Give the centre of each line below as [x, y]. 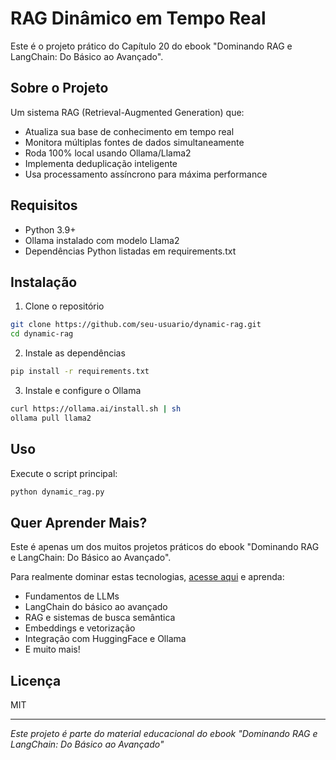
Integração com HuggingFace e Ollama [105, 639]
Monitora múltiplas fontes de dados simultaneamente [134, 142]
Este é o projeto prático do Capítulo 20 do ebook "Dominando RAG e [151, 46]
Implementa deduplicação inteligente [101, 163]
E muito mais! [52, 649]
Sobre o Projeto [59, 88]
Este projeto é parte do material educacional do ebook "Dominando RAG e [164, 734]
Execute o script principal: [64, 473]
